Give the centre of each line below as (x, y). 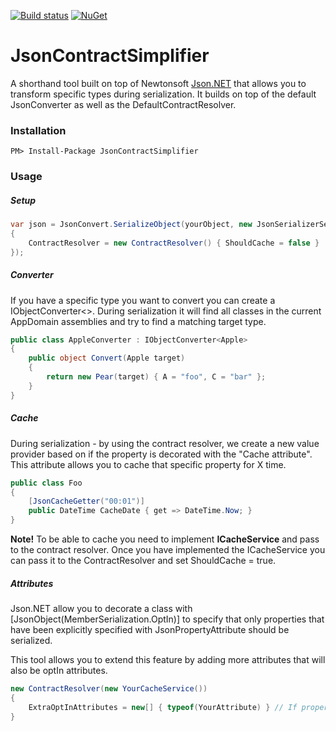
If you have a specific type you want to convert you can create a (143, 300)
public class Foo (46, 483)
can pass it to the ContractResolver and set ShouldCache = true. (143, 561)
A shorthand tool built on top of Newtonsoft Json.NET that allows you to (158, 83)
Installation (38, 130)
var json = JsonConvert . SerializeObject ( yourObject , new (131, 225)
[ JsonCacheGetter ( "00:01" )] (86, 501)
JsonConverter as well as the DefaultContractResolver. (123, 104)
